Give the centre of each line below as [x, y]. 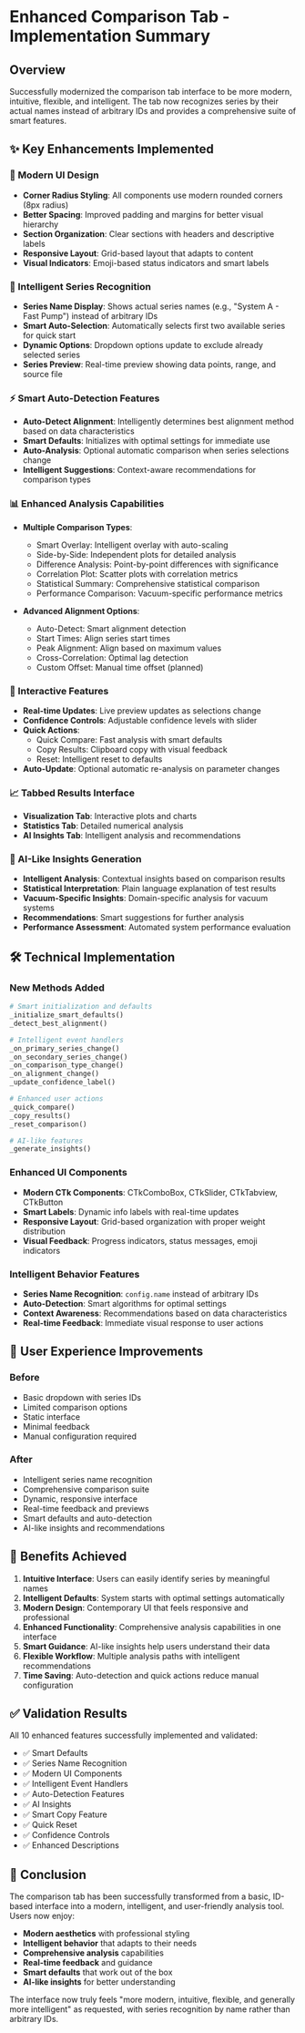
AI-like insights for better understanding [99, 1982]
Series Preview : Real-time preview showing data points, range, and [149, 364]
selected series [51, 354]
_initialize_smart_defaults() [67, 1015]
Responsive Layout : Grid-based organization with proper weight [144, 1221]
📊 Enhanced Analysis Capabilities [87, 504]
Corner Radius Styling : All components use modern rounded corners [153, 195]
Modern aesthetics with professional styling [106, 1934]
